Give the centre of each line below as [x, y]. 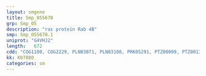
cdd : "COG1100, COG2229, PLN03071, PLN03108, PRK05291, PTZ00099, [93, 52]
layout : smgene [26, 12]
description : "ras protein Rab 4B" [52, 29]
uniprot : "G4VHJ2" [30, 40]
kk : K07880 [20, 58]
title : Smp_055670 [30, 18]
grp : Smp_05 [21, 23]
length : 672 [25, 47]
